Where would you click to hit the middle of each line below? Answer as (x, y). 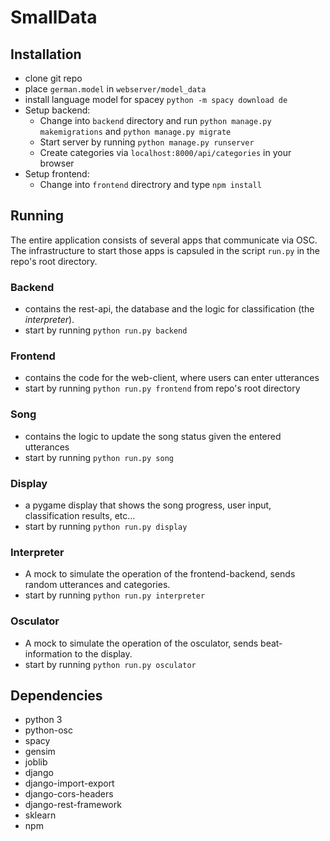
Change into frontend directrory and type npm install (150, 184)
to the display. (103, 653)
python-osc (48, 730)
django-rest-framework (73, 805)
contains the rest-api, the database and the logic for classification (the (169, 309)
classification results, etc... (80, 515)
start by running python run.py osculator (110, 664)
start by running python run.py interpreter (115, 595)
